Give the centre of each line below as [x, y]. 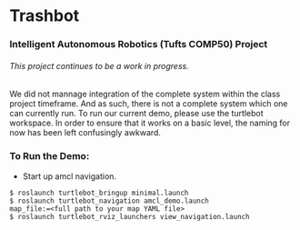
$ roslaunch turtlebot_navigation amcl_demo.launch [109, 201]
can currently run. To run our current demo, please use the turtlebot [136, 114]
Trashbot [45, 16]
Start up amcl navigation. [69, 176]
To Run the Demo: [50, 156]
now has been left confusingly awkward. [85, 133]
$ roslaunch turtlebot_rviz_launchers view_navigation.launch [130, 216]
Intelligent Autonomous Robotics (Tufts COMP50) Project [139, 45]
